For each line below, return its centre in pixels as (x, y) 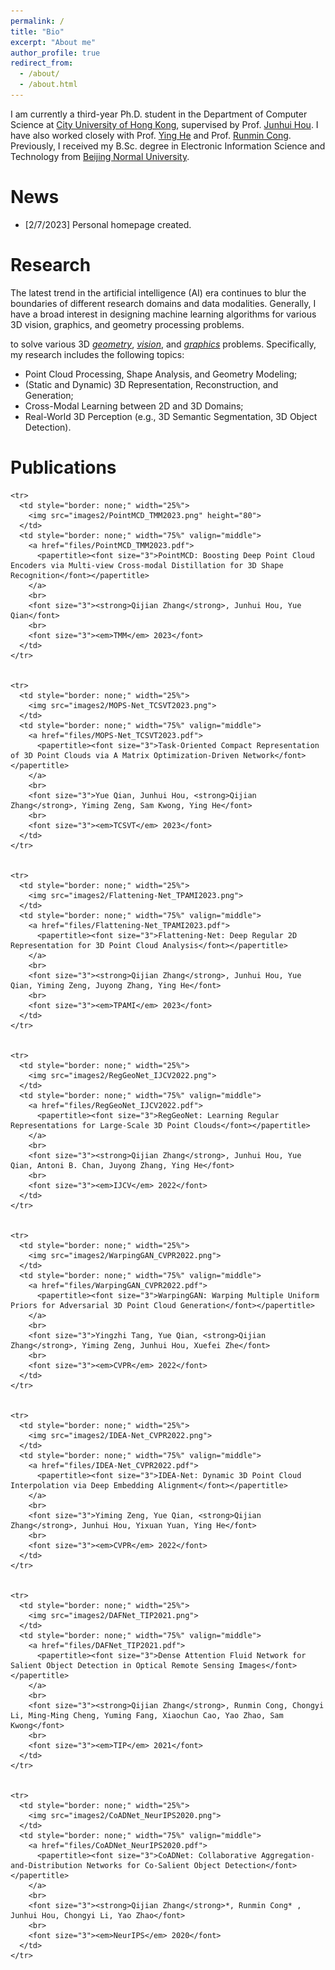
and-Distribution (46, 1865)
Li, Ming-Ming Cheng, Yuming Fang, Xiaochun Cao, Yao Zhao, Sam (147, 1715)
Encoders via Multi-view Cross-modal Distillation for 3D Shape (147, 565)
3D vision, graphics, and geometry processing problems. (127, 324)
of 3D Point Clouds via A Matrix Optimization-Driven (125, 755)
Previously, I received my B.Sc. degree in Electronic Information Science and (168, 146)
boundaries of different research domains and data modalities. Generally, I (163, 303)
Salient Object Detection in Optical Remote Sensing (122, 1665)
